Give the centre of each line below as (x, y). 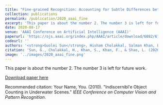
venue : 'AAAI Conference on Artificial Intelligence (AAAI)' (68, 32)
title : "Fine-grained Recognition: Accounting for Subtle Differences (78, 9)
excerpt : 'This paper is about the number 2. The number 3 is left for (79, 23)
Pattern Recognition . (25, 97)
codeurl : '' (17, 41)
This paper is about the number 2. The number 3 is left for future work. (76, 68)
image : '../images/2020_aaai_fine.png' (45, 54)
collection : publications (31, 14)
